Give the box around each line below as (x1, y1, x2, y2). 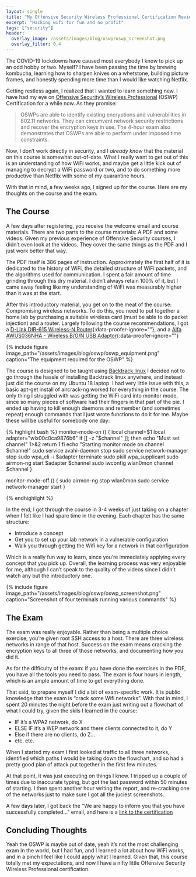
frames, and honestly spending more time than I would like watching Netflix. (6, 76, 188, 83)
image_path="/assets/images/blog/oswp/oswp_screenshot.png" (6, 590, 162, 597)
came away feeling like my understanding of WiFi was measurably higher (6, 283, 182, 290)
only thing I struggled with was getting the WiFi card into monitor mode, (6, 392, 178, 399)
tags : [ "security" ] (6, 25, 54, 31)
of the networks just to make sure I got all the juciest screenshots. (6, 791, 164, 798)
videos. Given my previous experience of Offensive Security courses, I (6, 235, 176, 242)
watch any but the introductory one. (6, 572, 92, 579)
